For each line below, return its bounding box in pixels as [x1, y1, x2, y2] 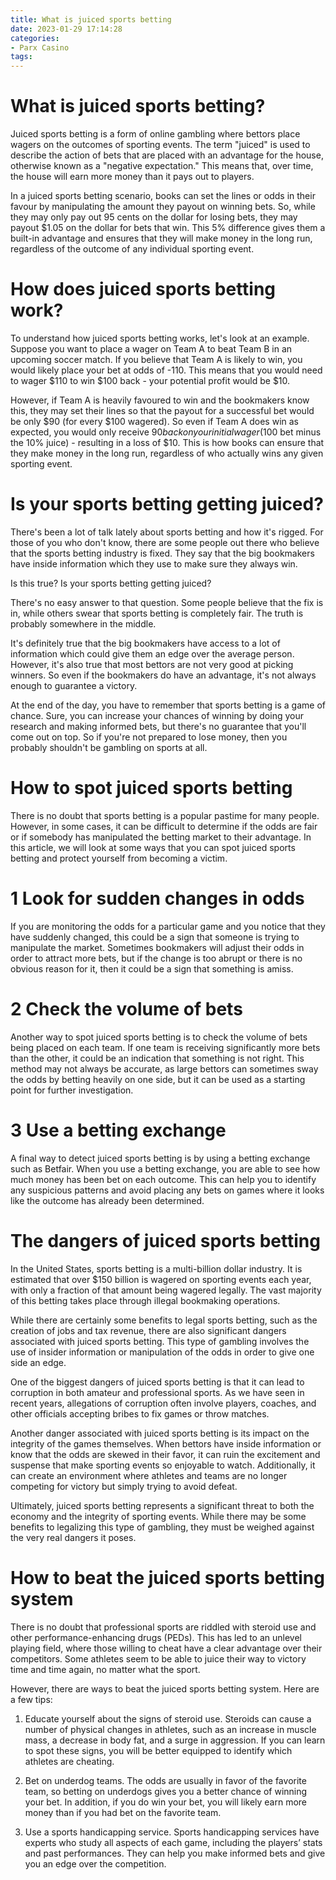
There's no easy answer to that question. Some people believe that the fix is [10, 596, 324, 608]
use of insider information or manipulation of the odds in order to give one [10, 1346, 315, 1358]
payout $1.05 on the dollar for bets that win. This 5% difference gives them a [10, 222, 326, 234]
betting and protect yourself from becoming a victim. [10, 852, 228, 864]
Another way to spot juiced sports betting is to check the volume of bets [10, 1031, 308, 1043]
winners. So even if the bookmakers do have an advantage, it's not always [10, 669, 317, 681]
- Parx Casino [10, 42, 70, 53]
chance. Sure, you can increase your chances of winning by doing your [10, 709, 304, 721]
